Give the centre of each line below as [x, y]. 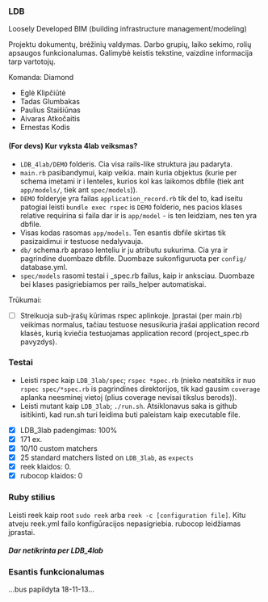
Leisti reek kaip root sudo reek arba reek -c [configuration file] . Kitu [127, 515]
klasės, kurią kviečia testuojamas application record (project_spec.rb [134, 333]
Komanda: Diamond [41, 78]
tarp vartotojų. [32, 61]
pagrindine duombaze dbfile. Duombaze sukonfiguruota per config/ [134, 258]
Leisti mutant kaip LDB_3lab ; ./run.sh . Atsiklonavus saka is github [129, 406]
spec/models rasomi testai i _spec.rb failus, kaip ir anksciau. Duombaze [137, 276]
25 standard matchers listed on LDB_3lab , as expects [107, 457]
